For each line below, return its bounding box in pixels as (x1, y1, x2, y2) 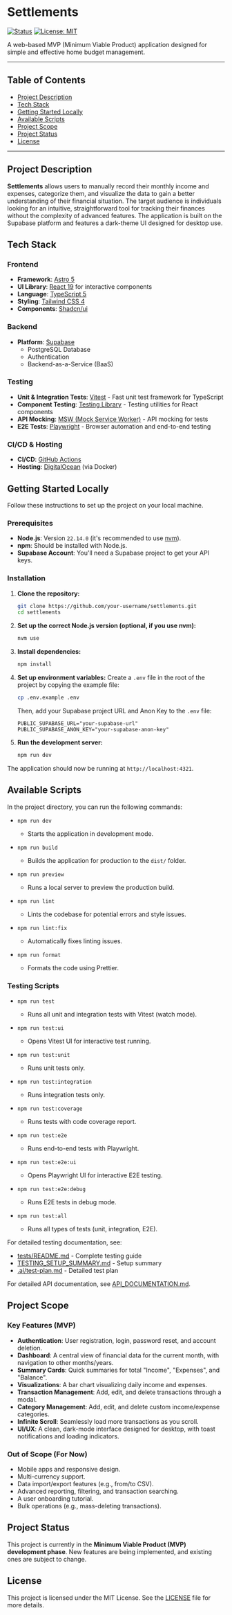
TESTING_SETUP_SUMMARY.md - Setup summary (17, 1258, 162, 1267)
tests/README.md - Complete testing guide (17, 1251, 142, 1260)
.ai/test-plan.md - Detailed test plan (17, 1266, 119, 1274)
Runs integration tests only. (27, 1090, 106, 1098)
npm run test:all (17, 1213, 68, 1220)
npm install (17, 661, 52, 668)
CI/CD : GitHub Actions (17, 455, 81, 464)
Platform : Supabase (17, 337, 75, 346)
